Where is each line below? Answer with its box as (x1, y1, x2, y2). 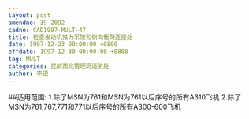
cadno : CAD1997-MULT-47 (8, 26, 87, 34)
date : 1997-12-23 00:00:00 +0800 (8, 41, 118, 49)
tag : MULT (8, 56, 41, 63)
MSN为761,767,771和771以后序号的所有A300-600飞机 (8, 102, 181, 111)
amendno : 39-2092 (8, 19, 65, 27)
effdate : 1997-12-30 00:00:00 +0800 (8, 48, 128, 56)
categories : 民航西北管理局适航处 (8, 63, 110, 70)
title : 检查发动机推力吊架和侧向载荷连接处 (8, 33, 133, 41)
